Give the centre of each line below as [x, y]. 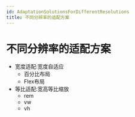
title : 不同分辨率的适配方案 [38, 17]
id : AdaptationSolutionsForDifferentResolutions [68, 12]
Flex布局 [34, 82]
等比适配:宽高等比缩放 [42, 89]
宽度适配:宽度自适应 [39, 67]
